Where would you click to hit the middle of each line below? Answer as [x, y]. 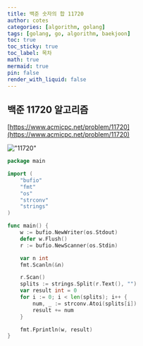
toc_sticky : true [33, 47]
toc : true [22, 40]
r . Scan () [33, 278]
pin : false [23, 73]
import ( [20, 174]
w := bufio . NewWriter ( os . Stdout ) [69, 233]
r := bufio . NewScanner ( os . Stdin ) [69, 245]
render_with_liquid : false [47, 79]
